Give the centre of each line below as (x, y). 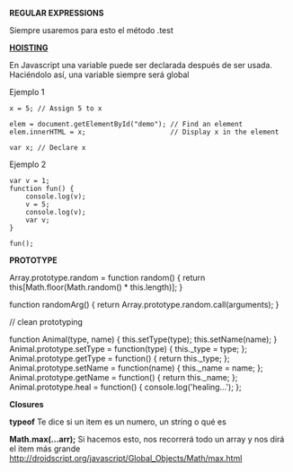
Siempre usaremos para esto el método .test (91, 30)
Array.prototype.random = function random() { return (107, 278)
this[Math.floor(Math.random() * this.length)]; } (96, 287)
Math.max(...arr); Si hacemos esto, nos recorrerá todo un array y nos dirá (147, 439)
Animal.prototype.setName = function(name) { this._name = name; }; (136, 368)
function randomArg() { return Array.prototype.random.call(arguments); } (144, 305)
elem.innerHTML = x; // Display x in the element (144, 132)
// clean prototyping (46, 322)
